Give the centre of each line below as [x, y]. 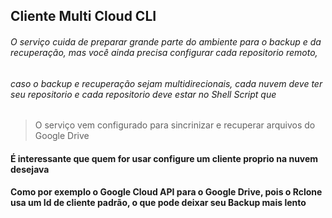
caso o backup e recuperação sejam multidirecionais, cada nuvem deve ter [166, 83]
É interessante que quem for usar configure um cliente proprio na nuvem [164, 158]
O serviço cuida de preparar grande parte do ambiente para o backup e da [166, 41]
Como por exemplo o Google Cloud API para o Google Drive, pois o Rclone [166, 192]
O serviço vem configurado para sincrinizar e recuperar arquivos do [175, 125]
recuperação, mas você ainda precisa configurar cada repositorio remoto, [164, 52]
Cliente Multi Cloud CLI [83, 16]
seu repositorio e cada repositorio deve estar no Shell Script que [143, 94]
